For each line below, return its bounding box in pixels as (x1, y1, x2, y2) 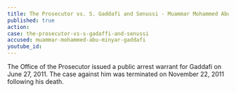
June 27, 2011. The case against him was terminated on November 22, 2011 (7, 70, 225, 78)
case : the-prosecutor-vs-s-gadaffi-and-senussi (7, 30, 150, 37)
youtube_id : (7, 43, 42, 50)
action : (7, 23, 30, 30)
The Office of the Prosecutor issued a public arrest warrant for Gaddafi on (7, 63, 222, 70)
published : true (7, 17, 55, 24)
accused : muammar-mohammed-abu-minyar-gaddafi (7, 37, 146, 44)
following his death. (7, 77, 65, 85)
